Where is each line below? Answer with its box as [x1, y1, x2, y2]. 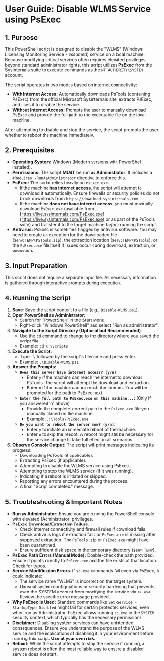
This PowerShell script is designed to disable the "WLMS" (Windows [5, 46, 143, 52]
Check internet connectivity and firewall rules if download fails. [19, 526, 147, 532]
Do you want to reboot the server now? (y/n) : [19, 421, 116, 427]
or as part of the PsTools [105, 216, 155, 222]
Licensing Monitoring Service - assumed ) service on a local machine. [5, 51, 145, 57]
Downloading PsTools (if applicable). [19, 453, 94, 458]
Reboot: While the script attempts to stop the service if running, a [12, 641, 145, 647]
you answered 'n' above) [19, 400, 70, 407]
